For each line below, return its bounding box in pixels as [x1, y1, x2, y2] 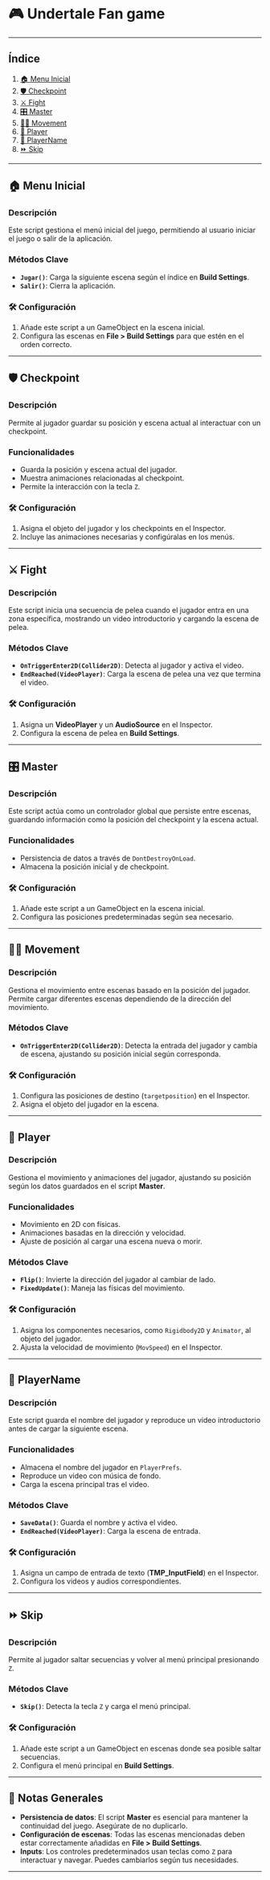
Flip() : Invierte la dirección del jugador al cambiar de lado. [19, 1275, 216, 1285]
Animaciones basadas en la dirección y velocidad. [19, 1228, 186, 1238]
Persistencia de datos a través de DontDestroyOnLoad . [19, 853, 196, 863]
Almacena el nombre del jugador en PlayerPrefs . [19, 1462, 182, 1472]
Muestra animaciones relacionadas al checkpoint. [19, 473, 185, 483]
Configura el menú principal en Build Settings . [19, 1760, 174, 1770]
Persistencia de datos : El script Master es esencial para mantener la [19, 1813, 249, 1822]
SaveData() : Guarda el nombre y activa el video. [19, 1518, 178, 1527]
